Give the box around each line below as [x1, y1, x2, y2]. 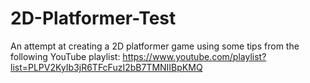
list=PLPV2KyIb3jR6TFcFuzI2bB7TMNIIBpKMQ [10, 61, 203, 73]
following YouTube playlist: [10, 50, 121, 62]
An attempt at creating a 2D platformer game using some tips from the [10, 40, 300, 52]
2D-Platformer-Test [10, 7, 177, 30]
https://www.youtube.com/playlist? [122, 50, 267, 62]
